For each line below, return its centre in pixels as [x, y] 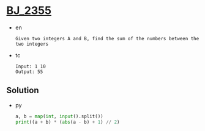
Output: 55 [29, 72]
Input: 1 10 [30, 66]
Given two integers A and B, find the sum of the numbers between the [107, 38]
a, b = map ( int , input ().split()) [59, 116]
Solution [23, 90]
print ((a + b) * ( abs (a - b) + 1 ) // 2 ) [68, 122]
